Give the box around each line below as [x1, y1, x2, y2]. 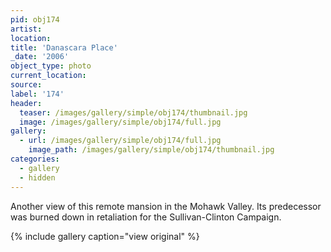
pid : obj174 [10, 14, 60, 25]
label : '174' [10, 89, 65, 99]
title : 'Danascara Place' [10, 42, 118, 53]
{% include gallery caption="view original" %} [10, 230, 200, 242]
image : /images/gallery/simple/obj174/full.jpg [19, 117, 222, 127]
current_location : [10, 71, 87, 81]
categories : [10, 154, 60, 164]
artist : [10, 24, 43, 34]
